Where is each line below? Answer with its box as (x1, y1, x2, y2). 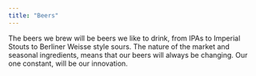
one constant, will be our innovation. (8, 59, 128, 68)
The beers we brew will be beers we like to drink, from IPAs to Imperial (8, 33, 241, 43)
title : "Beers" (8, 11, 59, 20)
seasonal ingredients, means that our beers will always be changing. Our (8, 50, 248, 59)
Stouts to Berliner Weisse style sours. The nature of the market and (8, 41, 230, 51)
